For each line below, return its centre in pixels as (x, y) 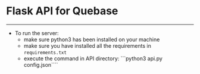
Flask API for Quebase (62, 11)
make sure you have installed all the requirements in (87, 45)
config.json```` (41, 64)
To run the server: (37, 33)
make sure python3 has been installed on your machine (92, 39)
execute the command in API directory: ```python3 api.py (93, 58)
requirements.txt (45, 53)
